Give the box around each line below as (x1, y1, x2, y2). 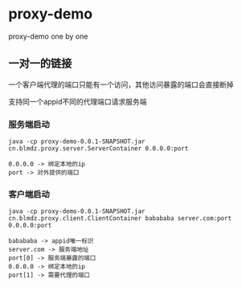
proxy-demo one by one (8, 31, 88, 41)
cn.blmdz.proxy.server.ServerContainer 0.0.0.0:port (8, 145, 189, 153)
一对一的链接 (8, 57, 72, 71)
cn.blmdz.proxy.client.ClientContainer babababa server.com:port (8, 215, 232, 223)
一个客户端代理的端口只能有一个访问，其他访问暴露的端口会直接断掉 (8, 80, 234, 89)
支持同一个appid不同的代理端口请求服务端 (8, 96, 147, 106)
